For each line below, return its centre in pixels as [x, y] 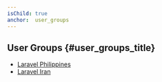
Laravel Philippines [44, 64]
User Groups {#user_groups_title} [81, 48]
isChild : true [28, 13]
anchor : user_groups [38, 20]
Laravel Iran [34, 72]
